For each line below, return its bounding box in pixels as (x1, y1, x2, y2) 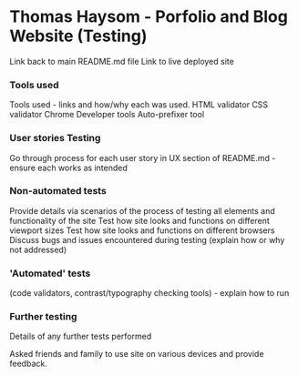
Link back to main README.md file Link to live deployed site (9, 56, 234, 66)
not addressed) (9, 244, 67, 255)
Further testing (9, 310, 77, 323)
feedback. (9, 358, 47, 370)
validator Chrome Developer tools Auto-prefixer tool (9, 109, 205, 120)
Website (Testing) (9, 25, 148, 46)
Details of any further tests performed (9, 330, 152, 342)
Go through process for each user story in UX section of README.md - (9, 152, 276, 163)
